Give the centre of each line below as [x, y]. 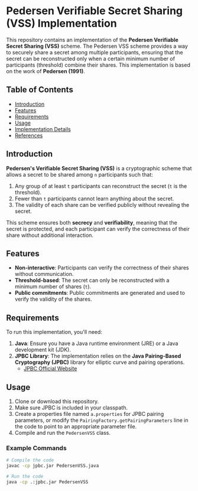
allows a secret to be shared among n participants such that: [79, 174]
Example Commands [36, 448]
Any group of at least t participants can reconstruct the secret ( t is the [101, 186]
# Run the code [25, 477]
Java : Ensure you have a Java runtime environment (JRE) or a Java [96, 343]
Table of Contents [40, 90]
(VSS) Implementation [61, 23]
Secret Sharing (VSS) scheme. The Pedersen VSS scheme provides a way [97, 46]
